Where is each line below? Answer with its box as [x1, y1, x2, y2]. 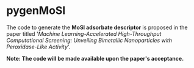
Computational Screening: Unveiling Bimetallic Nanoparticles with [6, 36, 173, 44]
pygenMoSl [6, 4, 66, 18]
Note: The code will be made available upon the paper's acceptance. [6, 55, 184, 62]
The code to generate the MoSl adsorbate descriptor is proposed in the [6, 24, 188, 31]
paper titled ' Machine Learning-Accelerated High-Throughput [6, 30, 162, 37]
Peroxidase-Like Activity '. [6, 43, 71, 50]
